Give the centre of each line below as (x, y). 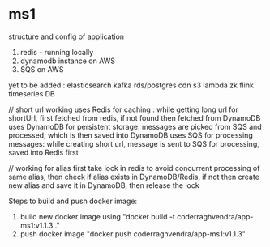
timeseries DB (32, 93)
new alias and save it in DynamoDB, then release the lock (104, 185)
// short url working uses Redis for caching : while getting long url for (124, 109)
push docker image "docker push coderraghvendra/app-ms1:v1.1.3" (133, 234)
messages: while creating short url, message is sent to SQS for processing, (134, 143)
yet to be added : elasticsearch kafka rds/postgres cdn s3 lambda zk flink (131, 85)
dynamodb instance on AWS (68, 61)
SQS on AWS (42, 69)
